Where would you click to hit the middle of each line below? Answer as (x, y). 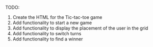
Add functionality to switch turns (47, 33)
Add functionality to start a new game (52, 23)
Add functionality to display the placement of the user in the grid (80, 28)
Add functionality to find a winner (48, 39)
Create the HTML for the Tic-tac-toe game (57, 17)
